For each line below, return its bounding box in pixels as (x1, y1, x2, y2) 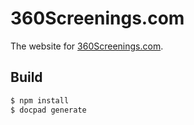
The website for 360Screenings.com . (10, 40, 164, 52)
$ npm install (10, 95, 70, 106)
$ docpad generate (10, 105, 87, 115)
